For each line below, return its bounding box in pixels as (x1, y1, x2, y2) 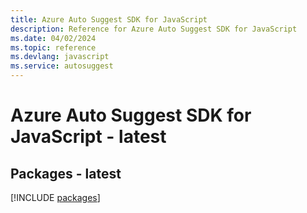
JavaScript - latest (10, 126, 167, 148)
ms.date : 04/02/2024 (10, 33, 97, 43)
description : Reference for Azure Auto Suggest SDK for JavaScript (10, 24, 298, 34)
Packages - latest (10, 165, 122, 182)
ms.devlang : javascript (10, 52, 110, 62)
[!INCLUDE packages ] (10, 192, 101, 203)
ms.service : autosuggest (10, 61, 114, 71)
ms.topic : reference (10, 42, 97, 53)
